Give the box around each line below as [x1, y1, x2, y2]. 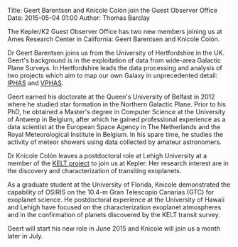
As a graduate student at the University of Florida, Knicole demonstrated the [7, 180, 231, 189]
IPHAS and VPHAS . [7, 79, 64, 87]
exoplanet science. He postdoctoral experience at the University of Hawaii [7, 195, 225, 204]
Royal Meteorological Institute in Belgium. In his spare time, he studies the [7, 131, 224, 138]
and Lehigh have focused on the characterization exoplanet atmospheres [7, 203, 222, 212]
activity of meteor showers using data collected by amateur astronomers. [7, 138, 222, 146]
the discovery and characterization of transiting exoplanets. [7, 167, 182, 175]
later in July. [7, 232, 43, 240]
